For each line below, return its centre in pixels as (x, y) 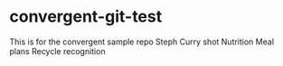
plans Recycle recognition (57, 51)
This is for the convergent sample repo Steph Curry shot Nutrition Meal (141, 42)
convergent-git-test (86, 17)
